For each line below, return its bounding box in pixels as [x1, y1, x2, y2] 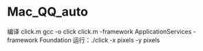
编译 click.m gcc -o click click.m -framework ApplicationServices [7, 27, 192, 35]
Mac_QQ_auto [7, 4, 88, 20]
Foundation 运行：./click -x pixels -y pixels [39, 35, 160, 44]
